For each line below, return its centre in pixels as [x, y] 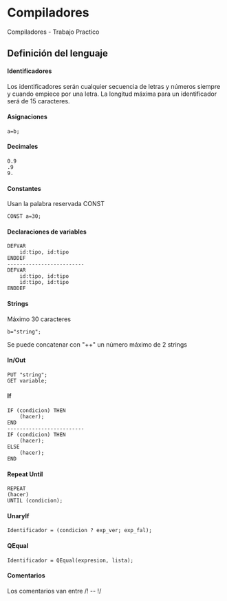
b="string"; [24, 332]
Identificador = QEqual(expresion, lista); [71, 560]
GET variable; [28, 380]
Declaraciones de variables [47, 232]
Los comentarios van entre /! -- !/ [54, 591]
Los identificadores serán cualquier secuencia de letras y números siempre [114, 86]
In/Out [17, 360]
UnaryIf [18, 516]
